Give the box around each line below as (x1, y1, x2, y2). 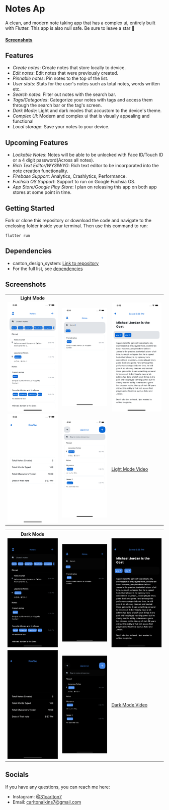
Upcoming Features (5, 138, 68, 147)
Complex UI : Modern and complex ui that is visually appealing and (12, 113, 150, 119)
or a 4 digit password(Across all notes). (12, 157, 95, 163)
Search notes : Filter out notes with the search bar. (12, 91, 117, 97)
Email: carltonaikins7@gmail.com (12, 799, 81, 805)
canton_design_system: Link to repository (12, 260, 99, 266)
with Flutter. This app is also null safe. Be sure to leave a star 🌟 (5, 25, 135, 31)
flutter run (5, 233, 30, 238)
